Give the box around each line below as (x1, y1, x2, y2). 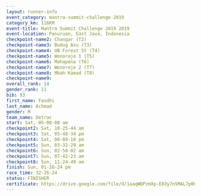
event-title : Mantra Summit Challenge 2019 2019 (6, 25, 130, 32)
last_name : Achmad (6, 103, 52, 109)
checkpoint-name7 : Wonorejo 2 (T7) (6, 64, 95, 71)
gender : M (6, 109, 31, 115)
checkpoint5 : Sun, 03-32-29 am (6, 142, 84, 148)
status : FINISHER (6, 176, 50, 182)
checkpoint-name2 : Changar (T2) (6, 36, 87, 42)
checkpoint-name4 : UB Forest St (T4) (6, 48, 100, 54)
